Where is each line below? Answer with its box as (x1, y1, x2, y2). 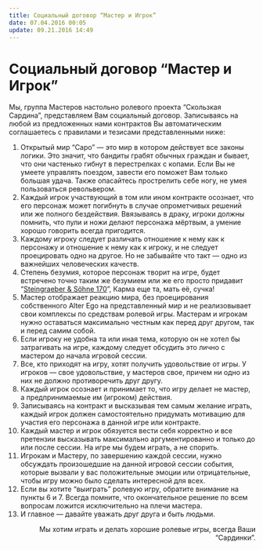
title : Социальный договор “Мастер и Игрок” (9, 11, 157, 20)
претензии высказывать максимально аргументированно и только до (20, 435, 255, 444)
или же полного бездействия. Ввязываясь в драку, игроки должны (20, 209, 245, 219)
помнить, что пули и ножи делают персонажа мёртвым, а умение (20, 217, 242, 228)
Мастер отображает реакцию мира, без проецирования (20, 293, 209, 302)
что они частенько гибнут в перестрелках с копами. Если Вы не (20, 159, 236, 169)
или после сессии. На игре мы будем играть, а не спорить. (20, 443, 220, 452)
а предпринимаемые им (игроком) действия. (20, 393, 173, 402)
